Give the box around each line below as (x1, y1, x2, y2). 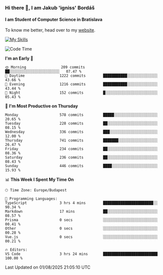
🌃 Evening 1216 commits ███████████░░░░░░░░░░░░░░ (5, 82, 158, 87)
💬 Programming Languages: (5, 196, 57, 201)
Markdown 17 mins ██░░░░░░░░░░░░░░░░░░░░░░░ (5, 209, 158, 214)
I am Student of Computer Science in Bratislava (5, 17, 103, 22)
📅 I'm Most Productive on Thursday (5, 103, 78, 109)
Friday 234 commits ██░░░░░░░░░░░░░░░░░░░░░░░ (5, 147, 158, 152)
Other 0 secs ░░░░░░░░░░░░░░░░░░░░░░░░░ (5, 226, 158, 231)
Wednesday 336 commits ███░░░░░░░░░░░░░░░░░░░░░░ (5, 130, 158, 135)
